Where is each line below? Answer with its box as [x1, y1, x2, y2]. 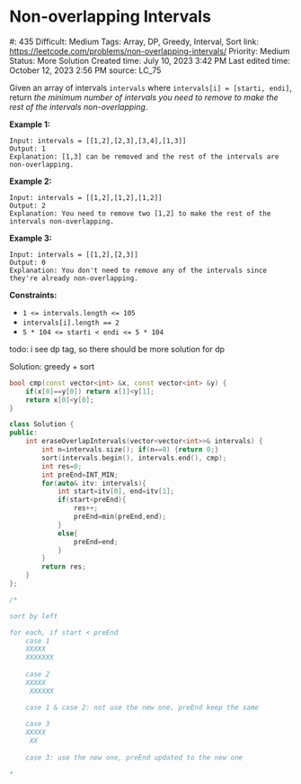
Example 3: [9, 232, 52, 243]
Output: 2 [9, 201, 47, 210]
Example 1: [9, 119, 51, 130]
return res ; [41, 562, 87, 571]
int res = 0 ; [41, 461, 83, 470]
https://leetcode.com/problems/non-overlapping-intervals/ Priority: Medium [9, 45, 290, 56]
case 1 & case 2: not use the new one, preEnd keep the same [25, 703, 259, 712]
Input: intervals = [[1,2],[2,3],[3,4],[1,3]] [9, 136, 187, 145]
